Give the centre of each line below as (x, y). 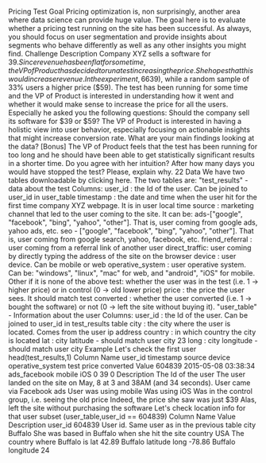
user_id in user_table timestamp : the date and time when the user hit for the (133, 197)
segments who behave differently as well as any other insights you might (127, 45)
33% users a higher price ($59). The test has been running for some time (128, 87)
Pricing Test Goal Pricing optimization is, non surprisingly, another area (124, 12)
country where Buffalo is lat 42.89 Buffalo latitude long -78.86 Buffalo (122, 442)
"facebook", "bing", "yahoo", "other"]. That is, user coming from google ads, (133, 222)
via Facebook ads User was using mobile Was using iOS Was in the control (130, 391)
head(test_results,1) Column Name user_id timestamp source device (119, 357)
